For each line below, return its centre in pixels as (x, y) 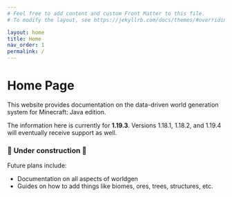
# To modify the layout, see (49, 20)
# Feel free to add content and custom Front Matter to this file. (106, 13)
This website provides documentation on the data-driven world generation (113, 105)
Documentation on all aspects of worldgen (77, 179)
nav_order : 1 (26, 45)
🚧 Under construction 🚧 (47, 150)
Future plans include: (37, 165)
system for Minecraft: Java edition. (57, 112)
